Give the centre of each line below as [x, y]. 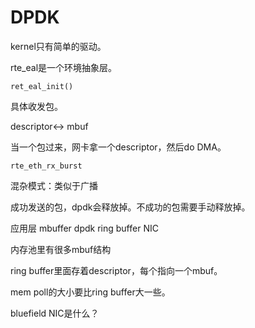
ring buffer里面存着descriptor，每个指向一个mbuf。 [116, 270]
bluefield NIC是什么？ [55, 313]
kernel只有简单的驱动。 [58, 46]
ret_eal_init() [42, 86]
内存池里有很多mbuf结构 [61, 249]
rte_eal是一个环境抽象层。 [64, 67]
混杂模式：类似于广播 [54, 185]
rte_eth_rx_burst [46, 166]
